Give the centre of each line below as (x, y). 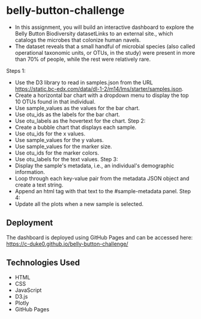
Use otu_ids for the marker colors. (57, 153)
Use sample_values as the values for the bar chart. (77, 108)
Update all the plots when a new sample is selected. (79, 204)
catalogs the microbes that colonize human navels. (78, 40)
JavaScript (28, 290)
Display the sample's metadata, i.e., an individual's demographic (94, 166)
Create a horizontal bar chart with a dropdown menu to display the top (102, 95)
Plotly (22, 303)
